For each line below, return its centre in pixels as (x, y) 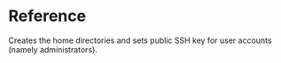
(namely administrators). (53, 49)
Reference (47, 16)
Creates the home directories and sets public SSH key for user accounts (140, 40)
